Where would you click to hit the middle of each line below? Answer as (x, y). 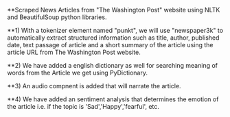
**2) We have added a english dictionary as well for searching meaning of (113, 65)
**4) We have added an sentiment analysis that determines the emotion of (113, 99)
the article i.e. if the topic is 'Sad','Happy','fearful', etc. (83, 106)
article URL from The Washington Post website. (74, 52)
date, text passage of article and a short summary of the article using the (110, 45)
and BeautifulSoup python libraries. (57, 17)
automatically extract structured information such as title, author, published (113, 38)
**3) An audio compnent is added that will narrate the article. (94, 86)
